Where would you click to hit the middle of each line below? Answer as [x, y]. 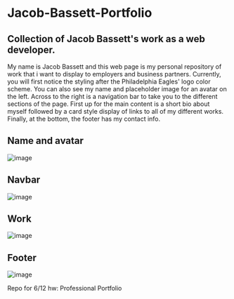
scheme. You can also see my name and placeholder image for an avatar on [117, 89]
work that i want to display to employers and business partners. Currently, [114, 74]
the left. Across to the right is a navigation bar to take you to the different [112, 97]
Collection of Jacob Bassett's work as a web [106, 39]
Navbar [24, 180]
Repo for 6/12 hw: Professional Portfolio [65, 288]
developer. [31, 49]
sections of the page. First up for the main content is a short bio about [109, 104]
